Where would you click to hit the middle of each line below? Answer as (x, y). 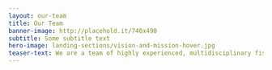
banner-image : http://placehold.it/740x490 (83, 31)
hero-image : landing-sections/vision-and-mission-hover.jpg (112, 46)
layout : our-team (38, 16)
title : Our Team (36, 23)
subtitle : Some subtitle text (59, 38)
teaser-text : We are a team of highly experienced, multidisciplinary (130, 53)
